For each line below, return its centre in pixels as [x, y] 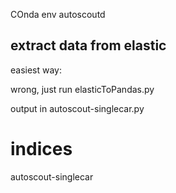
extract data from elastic [88, 45]
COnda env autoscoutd [58, 14]
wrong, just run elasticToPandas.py [82, 89]
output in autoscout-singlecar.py [77, 108]
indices [41, 149]
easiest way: [36, 70]
